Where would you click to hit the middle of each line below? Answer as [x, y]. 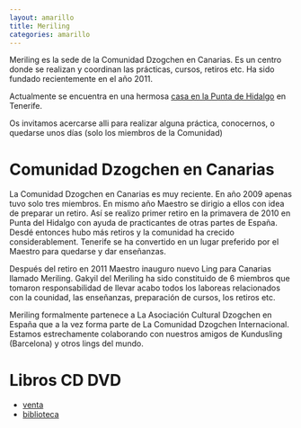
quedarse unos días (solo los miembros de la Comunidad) [116, 133]
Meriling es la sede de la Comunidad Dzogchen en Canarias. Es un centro [146, 60]
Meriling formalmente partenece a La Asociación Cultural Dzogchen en [141, 315]
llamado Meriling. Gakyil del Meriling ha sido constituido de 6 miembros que [150, 279]
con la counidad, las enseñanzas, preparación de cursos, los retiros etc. [142, 298]
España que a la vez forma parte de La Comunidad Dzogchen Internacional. [149, 325]
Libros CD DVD [66, 380]
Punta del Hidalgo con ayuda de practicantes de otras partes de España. [144, 223]
